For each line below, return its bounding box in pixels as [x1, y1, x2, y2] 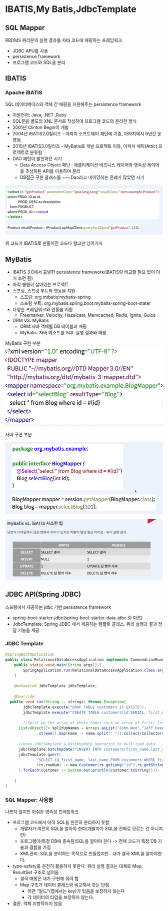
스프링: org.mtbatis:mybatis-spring [19, 294, 91, 300]
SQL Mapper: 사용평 [5, 796, 53, 803]
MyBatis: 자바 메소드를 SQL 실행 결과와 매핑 [19, 330, 106, 336]
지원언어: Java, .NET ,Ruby [12, 111, 67, 118]
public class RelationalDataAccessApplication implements [5, 657, 128, 662]
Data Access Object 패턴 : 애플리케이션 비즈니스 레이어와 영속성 [19, 161, 146, 168]
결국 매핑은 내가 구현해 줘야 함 [19, 876, 79, 882]
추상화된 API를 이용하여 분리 [25, 168, 81, 174]
